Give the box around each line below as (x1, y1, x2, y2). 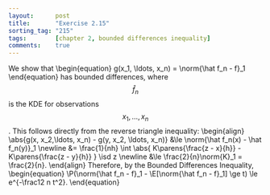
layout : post (8, 11, 70, 20)
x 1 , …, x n (122, 112, 149, 123)
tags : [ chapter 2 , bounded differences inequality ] (8, 34, 211, 43)
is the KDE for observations (8, 99, 99, 108)
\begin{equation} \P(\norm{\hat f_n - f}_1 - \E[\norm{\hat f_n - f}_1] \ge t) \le (8, 169, 258, 178)
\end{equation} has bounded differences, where (8, 72, 169, 82)
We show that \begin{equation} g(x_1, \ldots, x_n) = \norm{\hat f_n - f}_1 (8, 63, 246, 73)
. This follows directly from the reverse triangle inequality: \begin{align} (8, 126, 245, 136)
